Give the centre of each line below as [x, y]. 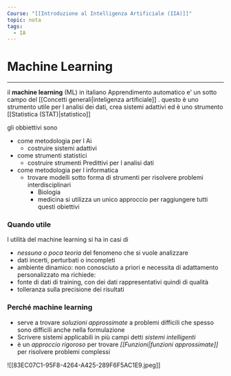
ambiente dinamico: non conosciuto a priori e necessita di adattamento [118, 268]
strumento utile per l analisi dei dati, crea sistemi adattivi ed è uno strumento [115, 107]
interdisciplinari [49, 185]
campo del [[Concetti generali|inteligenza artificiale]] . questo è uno [103, 100]
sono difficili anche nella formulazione [71, 330]
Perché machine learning [50, 307]
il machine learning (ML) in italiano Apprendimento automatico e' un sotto [112, 92]
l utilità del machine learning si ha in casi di [68, 240]
